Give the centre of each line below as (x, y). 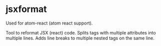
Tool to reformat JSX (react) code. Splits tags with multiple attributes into (81, 32)
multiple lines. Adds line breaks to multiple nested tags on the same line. (80, 38)
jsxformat (26, 9)
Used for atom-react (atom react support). (49, 23)
